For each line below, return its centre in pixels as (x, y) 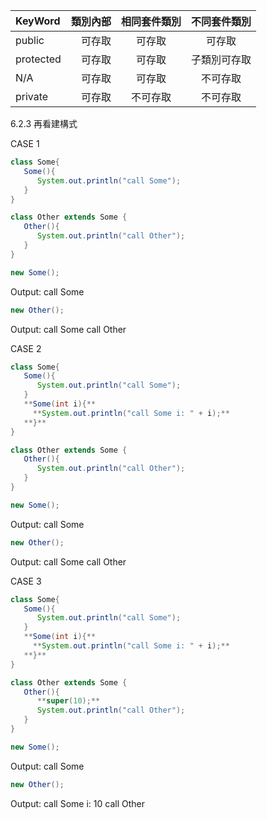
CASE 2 (26, 348)
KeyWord (38, 21)
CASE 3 (26, 581)
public (30, 40)
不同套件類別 (221, 21)
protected (38, 59)
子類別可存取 (221, 59)
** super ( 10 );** (68, 701)
